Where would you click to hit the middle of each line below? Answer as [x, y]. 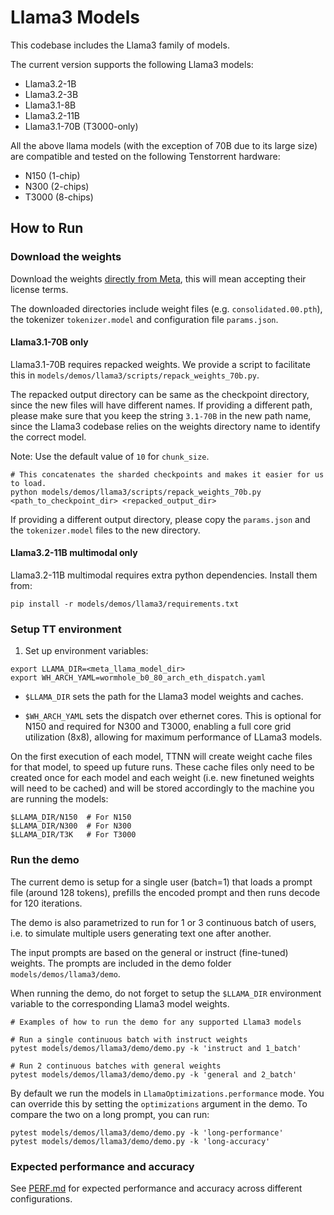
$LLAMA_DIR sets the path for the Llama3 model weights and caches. [164, 697]
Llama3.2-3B [51, 94]
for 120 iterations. [46, 903]
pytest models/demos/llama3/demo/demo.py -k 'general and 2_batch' [154, 1074]
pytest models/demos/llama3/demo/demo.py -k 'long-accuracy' [140, 1141]
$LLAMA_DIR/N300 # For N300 [71, 826]
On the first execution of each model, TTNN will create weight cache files [161, 757]
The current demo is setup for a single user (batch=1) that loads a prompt [161, 882]
